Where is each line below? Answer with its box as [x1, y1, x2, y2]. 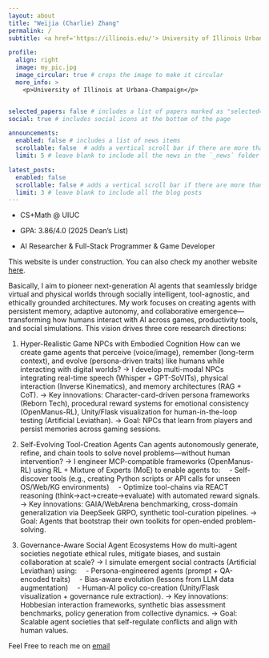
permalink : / [8, 26, 52, 34]
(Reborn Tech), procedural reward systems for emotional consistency [19, 398, 250, 409]
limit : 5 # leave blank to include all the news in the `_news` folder [15, 151, 260, 159]
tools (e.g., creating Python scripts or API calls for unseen [50, 474, 241, 483]
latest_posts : [8, 166, 56, 174]
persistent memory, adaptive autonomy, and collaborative [8, 306, 199, 317]
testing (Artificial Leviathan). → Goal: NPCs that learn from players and [19, 416, 253, 426]
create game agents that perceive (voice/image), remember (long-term [19, 348, 255, 357]
